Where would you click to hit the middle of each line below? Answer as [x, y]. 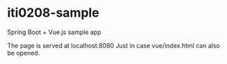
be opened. [24, 53]
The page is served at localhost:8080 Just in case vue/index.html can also [113, 45]
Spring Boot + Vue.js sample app [54, 32]
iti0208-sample [53, 13]
